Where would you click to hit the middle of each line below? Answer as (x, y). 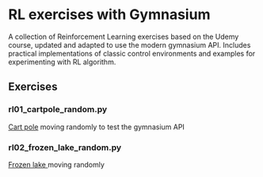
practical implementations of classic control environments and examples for (132, 53)
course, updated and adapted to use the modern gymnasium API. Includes (130, 44)
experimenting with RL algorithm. (62, 62)
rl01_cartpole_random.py (58, 110)
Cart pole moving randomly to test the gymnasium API (96, 127)
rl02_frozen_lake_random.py (65, 147)
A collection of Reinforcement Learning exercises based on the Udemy (124, 37)
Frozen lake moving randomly (57, 164)
